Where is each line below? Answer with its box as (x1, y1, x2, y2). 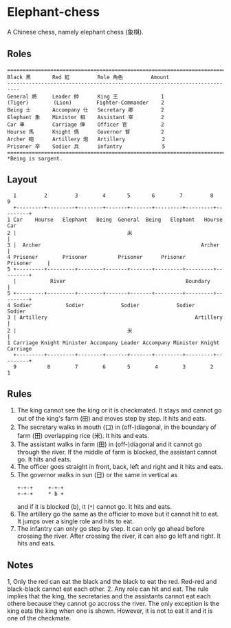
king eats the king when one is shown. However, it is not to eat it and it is (7, 607, 213, 615)
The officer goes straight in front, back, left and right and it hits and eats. (16, 463, 223, 471)
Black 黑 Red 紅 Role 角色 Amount (7, 74, 170, 81)
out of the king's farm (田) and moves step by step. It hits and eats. (16, 415, 207, 423)
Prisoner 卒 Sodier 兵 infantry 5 (7, 143, 166, 150)
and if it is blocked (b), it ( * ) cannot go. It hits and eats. (16, 503, 172, 511)
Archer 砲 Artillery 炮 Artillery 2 (7, 136, 166, 143)
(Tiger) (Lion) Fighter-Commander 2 (7, 99, 165, 106)
